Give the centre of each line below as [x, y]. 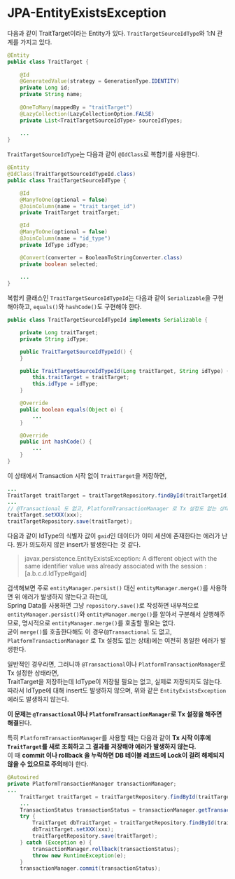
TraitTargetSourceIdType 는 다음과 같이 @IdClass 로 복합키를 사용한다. [103, 154]
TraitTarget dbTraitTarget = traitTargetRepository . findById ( [125, 823]
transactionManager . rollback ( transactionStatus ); [106, 849]
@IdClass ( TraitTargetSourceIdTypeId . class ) [72, 174]
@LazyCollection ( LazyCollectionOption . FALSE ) [87, 114]
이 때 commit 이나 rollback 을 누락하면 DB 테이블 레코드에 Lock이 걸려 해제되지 [116, 756]
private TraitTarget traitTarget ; [70, 213]
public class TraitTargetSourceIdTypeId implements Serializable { [108, 320]
